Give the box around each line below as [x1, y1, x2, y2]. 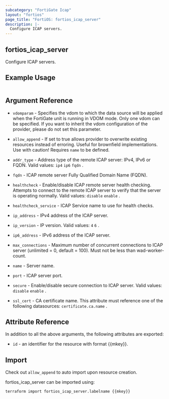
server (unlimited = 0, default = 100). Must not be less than [12, 247, 136, 253]
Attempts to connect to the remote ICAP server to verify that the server [12, 187, 161, 193]
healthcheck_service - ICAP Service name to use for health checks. [12, 202, 154, 209]
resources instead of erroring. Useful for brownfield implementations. [12, 141, 158, 148]
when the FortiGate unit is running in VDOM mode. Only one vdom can [12, 115, 160, 121]
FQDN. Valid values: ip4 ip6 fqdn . [12, 162, 84, 168]
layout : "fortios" [5, 12, 44, 17]
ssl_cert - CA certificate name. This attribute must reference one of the [12, 297, 163, 303]
